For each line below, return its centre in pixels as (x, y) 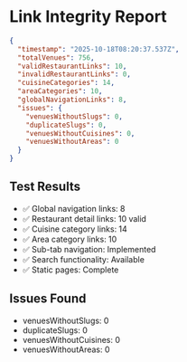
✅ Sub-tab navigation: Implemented (89, 249)
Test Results (45, 187)
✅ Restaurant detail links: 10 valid (84, 218)
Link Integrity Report (88, 17)
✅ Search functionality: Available (83, 259)
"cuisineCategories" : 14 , (66, 83)
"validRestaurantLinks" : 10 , (72, 66)
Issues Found (48, 299)
